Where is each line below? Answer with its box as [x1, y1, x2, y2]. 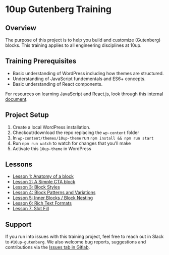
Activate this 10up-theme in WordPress [12, 145, 92, 152]
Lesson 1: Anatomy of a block [12, 173, 74, 179]
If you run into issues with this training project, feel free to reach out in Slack [5, 233, 164, 240]
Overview [5, 24, 37, 32]
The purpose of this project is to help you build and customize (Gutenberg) [5, 37, 161, 43]
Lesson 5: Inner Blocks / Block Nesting [12, 195, 93, 201]
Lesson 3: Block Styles [12, 184, 61, 190]
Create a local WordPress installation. [12, 124, 91, 130]
